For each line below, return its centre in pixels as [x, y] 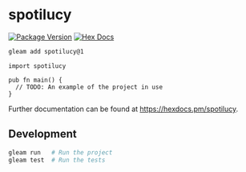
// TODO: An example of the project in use [89, 87]
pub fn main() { [35, 80]
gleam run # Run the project [60, 152]
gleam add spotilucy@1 [46, 51]
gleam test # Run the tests [57, 160]
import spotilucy [37, 66]
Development [43, 134]
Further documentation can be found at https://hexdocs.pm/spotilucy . [123, 109]
